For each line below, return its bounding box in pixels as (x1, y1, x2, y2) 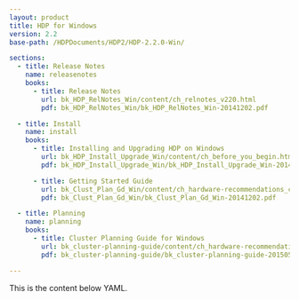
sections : (9, 54, 46, 63)
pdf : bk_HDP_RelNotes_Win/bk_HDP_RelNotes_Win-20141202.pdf (41, 103, 269, 112)
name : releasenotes (25, 70, 98, 80)
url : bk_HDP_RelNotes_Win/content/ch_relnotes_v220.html (41, 95, 256, 104)
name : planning (25, 217, 82, 226)
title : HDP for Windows (9, 21, 98, 30)
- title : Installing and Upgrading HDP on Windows (32, 144, 225, 154)
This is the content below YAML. (9, 282, 128, 293)
